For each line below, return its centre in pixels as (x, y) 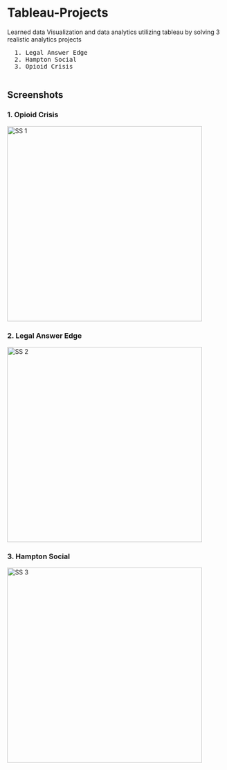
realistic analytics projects (44, 39)
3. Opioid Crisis (44, 66)
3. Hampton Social (39, 556)
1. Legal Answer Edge (51, 52)
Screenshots (35, 95)
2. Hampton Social (46, 59)
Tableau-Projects (58, 13)
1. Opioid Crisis (33, 114)
